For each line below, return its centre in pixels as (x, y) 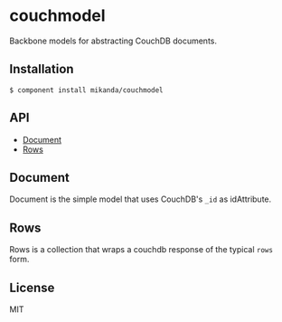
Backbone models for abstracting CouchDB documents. (113, 41)
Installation (42, 69)
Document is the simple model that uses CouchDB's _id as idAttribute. (141, 199)
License (32, 287)
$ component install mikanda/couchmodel (87, 90)
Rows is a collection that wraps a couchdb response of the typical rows (141, 250)
